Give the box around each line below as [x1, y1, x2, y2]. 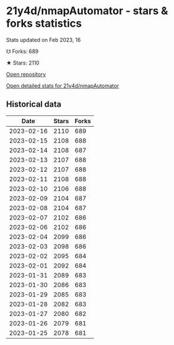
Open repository [6, 70, 46, 78]
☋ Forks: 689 [6, 47, 39, 54]
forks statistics [6, 17, 82, 30]
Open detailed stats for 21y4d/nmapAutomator [6, 82, 120, 89]
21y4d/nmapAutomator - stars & [6, 4, 169, 18]
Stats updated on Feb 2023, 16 [6, 36, 81, 43]
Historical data [6, 99, 62, 109]
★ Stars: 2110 [6, 59, 40, 66]
